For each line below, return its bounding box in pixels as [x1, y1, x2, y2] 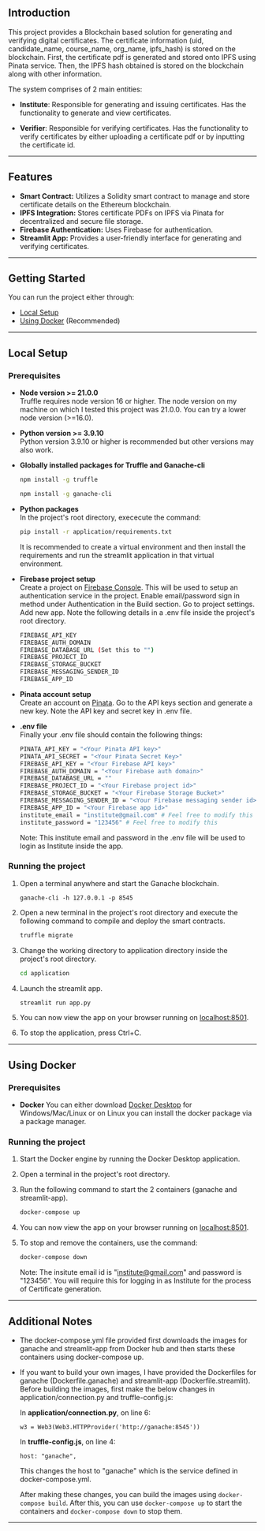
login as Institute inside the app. [19, 841, 124, 851]
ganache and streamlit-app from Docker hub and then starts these [19, 1343, 236, 1353]
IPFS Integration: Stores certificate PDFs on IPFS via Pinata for [19, 208, 225, 218]
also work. [19, 445, 54, 455]
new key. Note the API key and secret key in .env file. [19, 706, 192, 716]
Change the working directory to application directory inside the [19, 945, 228, 955]
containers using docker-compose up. [19, 1352, 144, 1362]
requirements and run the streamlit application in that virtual [19, 550, 215, 560]
